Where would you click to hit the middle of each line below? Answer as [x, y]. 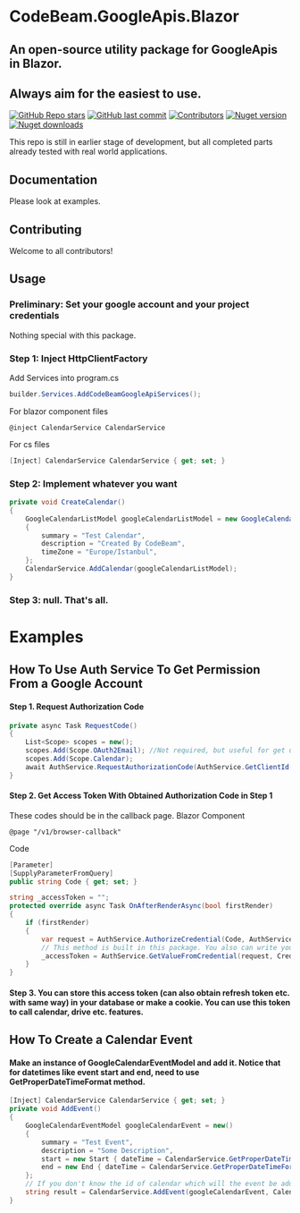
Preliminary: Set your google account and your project [129, 304]
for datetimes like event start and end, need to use [104, 1072]
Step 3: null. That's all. [59, 599]
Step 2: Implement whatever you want [93, 483]
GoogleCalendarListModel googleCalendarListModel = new [132, 519]
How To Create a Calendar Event [101, 1040]
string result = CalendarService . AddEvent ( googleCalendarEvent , [147, 1192]
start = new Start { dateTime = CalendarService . [135, 1159]
